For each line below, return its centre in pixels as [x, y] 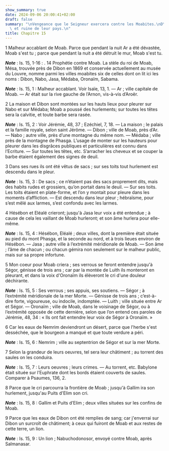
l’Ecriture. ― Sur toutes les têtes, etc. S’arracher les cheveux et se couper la [84, 151]
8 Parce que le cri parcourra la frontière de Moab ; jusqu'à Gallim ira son [80, 388]
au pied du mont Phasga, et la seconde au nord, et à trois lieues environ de [83, 239]
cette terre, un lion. [25, 429]
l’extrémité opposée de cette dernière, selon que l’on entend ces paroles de [83, 312]
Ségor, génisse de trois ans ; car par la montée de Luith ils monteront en [80, 270]
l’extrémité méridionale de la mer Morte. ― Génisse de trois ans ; [72, 296]
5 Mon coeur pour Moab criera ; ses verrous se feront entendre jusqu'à [79, 265]
